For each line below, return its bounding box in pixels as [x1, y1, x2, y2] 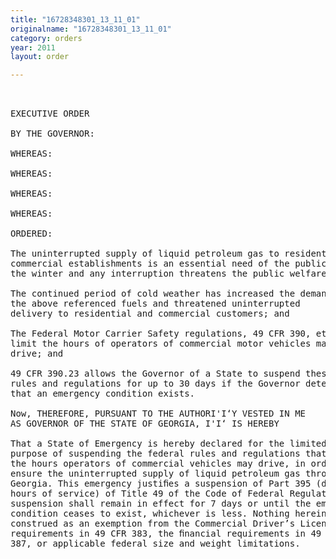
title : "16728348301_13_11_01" [10, 14, 141, 25]
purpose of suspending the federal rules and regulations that [10, 448, 327, 460]
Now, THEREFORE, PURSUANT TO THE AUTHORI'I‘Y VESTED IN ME [10, 408, 307, 420]
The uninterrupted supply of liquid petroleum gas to [10, 248, 280, 260]
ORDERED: [10, 228, 53, 240]
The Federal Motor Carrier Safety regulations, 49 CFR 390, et [10, 328, 327, 340]
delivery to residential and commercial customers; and [10, 308, 290, 320]
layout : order [10, 52, 70, 62]
